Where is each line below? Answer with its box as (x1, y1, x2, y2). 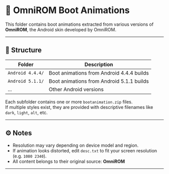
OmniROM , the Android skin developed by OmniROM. (5, 26, 117, 32)
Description (84, 61, 113, 68)
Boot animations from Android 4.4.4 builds (48, 69, 149, 76)
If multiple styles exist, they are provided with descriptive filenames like (5, 104, 153, 110)
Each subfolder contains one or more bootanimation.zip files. (5, 98, 133, 105)
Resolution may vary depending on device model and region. (12, 142, 139, 148)
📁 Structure (5, 46, 42, 54)
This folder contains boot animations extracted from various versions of (5, 21, 154, 27)
